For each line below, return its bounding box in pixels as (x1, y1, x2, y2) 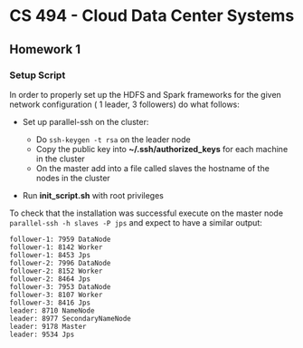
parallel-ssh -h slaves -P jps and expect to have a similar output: (9, 217, 262, 227)
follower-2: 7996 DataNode (9, 258, 111, 267)
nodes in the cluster (35, 172, 110, 183)
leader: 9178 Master (9, 322, 88, 331)
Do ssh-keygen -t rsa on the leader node (35, 133, 192, 145)
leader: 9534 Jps (9, 330, 75, 339)
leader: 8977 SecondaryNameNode (9, 314, 131, 323)
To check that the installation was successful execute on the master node (9, 208, 283, 218)
